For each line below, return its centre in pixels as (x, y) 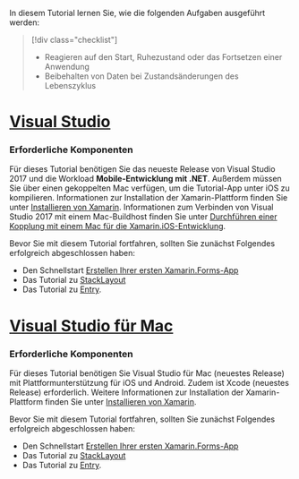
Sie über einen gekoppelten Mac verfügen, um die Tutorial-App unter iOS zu (150, 188)
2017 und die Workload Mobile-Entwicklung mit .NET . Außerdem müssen (145, 179)
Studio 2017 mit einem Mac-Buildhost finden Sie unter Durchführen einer (143, 217)
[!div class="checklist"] (74, 40)
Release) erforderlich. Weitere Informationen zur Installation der (127, 392)
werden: (25, 22)
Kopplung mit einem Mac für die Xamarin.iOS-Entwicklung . (118, 227)
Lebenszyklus (70, 86)
